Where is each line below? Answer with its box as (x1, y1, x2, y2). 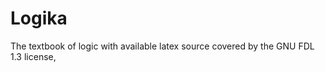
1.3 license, (10, 50, 57, 62)
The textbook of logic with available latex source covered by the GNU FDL (10, 40, 315, 52)
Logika (10, 7, 68, 30)
